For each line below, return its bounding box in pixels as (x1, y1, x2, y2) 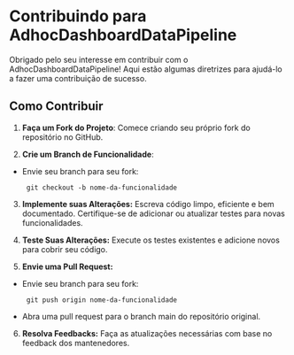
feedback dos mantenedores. (21, 337, 130, 348)
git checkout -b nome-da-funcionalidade (26, 183, 178, 192)
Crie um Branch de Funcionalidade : (21, 149, 154, 159)
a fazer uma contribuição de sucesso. (9, 73, 148, 83)
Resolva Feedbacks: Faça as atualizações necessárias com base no (21, 328, 273, 338)
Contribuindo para (9, 6, 147, 27)
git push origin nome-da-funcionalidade (26, 295, 178, 305)
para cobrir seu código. (21, 243, 108, 254)
